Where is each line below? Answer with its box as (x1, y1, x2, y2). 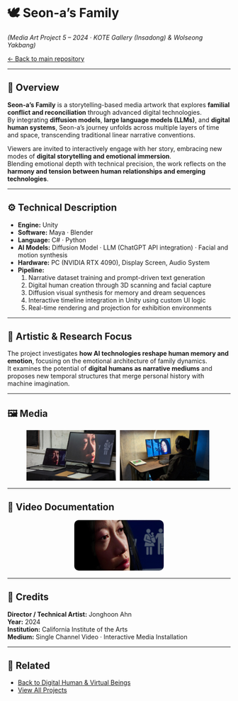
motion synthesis (17, 250, 68, 259)
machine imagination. (7, 379, 70, 388)
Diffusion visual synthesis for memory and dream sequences (28, 288, 206, 297)
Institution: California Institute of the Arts (7, 624, 128, 634)
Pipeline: (17, 266, 45, 274)
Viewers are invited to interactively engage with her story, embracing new (7, 144, 222, 152)
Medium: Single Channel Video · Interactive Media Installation (7, 632, 188, 641)
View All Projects (17, 686, 67, 695)
